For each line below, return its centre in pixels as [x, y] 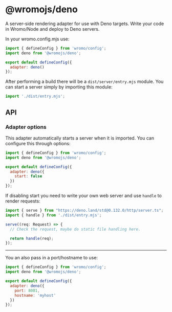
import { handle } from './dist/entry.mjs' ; [53, 215]
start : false [28, 176]
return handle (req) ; [32, 238]
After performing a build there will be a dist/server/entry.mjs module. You [84, 82]
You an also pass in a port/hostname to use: [52, 258]
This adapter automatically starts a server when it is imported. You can [80, 138]
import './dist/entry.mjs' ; [35, 96]
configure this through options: [38, 143]
